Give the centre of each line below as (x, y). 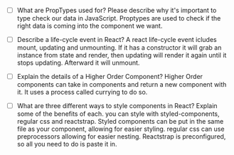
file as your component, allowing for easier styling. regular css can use (121, 129)
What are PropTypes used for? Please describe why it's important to (117, 10)
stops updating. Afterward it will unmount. (78, 63)
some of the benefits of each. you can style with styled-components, (118, 114)
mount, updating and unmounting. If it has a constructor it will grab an (119, 48)
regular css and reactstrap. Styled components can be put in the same (120, 122)
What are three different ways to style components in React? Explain (117, 106)
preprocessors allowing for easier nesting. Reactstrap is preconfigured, (121, 137)
